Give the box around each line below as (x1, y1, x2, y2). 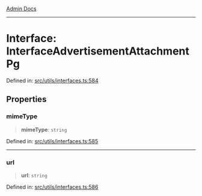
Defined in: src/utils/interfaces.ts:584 (6, 77, 99, 84)
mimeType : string (20, 126, 67, 133)
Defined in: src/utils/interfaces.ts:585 (6, 137, 99, 144)
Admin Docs (6, 5, 37, 12)
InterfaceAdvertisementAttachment (6, 44, 189, 58)
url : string (20, 171, 48, 179)
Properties (6, 94, 47, 104)
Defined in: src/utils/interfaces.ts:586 (6, 183, 99, 191)
